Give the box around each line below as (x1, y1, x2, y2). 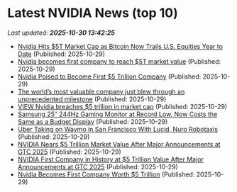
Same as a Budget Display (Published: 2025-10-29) (17, 117, 168, 125)
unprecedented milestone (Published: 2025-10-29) (17, 94, 167, 103)
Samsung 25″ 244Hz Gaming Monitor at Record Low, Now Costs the (17, 110, 218, 118)
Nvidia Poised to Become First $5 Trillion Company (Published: (17, 72, 202, 81)
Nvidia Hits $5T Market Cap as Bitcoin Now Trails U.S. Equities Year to (17, 42, 224, 50)
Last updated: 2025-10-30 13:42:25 (7, 28, 115, 37)
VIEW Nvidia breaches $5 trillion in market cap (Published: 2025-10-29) (17, 102, 228, 111)
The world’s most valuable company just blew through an (17, 87, 185, 96)
